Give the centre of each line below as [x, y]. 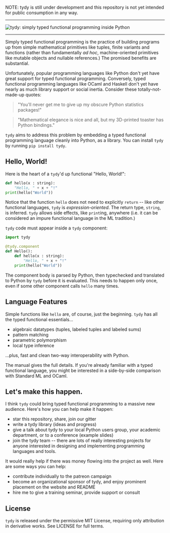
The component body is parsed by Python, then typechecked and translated [85, 275]
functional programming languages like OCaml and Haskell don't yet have [82, 84]
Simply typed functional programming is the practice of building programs [82, 42]
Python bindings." [36, 125]
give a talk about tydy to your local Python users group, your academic [87, 430]
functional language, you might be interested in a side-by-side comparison [83, 370]
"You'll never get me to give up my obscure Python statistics [81, 104]
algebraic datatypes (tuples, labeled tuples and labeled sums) [77, 329]
